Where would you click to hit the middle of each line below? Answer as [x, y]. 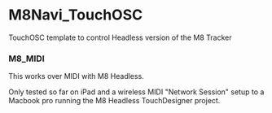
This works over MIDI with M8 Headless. [76, 76]
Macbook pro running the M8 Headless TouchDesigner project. [114, 101]
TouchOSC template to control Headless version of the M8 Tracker [120, 37]
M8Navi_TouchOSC [76, 15]
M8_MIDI [26, 59]
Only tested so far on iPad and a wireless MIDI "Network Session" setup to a [136, 92]
